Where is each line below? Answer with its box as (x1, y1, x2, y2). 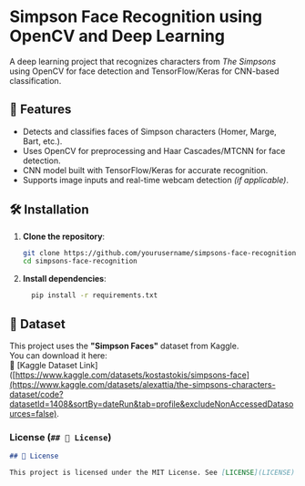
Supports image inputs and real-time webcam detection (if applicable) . (22, 174, 290, 185)
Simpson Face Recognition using (9, 6, 263, 27)
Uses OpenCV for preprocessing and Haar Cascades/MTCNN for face (22, 145, 286, 156)
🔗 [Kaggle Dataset (9, 360, 77, 370)
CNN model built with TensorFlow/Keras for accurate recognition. (22, 164, 269, 175)
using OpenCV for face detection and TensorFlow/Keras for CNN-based (9, 66, 280, 77)
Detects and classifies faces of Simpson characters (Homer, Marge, (22, 126, 278, 137)
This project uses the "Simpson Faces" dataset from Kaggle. (9, 340, 239, 351)
